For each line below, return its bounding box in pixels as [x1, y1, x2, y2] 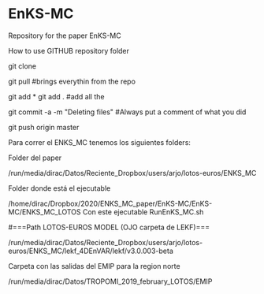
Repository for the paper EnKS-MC [8, 31, 121, 40]
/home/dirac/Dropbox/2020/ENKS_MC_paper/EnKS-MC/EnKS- [8, 199, 213, 208]
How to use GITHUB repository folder [8, 46, 130, 55]
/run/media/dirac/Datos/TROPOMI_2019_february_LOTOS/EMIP [8, 277, 213, 286]
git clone [8, 61, 37, 71]
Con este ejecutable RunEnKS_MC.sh [82, 207, 204, 217]
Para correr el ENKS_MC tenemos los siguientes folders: [8, 137, 191, 147]
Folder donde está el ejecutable [8, 183, 111, 193]
